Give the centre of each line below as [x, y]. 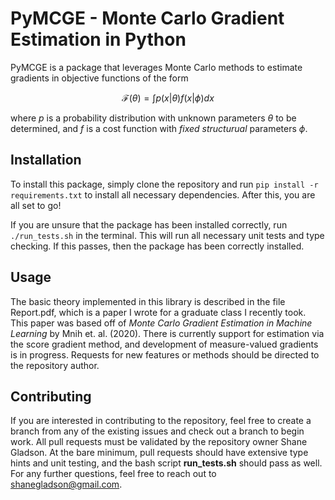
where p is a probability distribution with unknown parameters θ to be [153, 118]
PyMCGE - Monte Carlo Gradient [147, 18]
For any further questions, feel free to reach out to [113, 474]
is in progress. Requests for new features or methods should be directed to [165, 354]
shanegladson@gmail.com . [66, 484]
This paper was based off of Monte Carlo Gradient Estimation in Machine [161, 323]
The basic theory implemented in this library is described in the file [148, 301]
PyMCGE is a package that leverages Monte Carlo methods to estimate [156, 67]
